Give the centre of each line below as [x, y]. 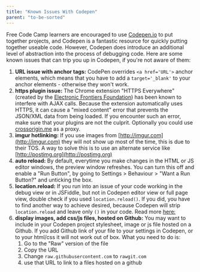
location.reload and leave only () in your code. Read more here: [95, 211]
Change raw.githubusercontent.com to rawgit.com [85, 256]
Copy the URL [41, 250]
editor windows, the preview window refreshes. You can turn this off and [104, 167]
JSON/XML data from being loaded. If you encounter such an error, [98, 116]
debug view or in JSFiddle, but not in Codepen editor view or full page [101, 192]
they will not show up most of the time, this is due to [126, 141]
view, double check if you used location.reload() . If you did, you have [102, 199]
